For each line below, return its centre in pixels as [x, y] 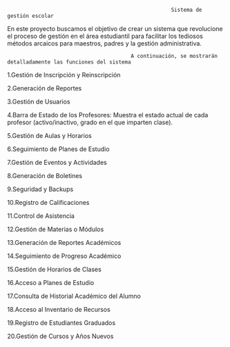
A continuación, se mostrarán [174, 56]
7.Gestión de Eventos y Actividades [57, 162]
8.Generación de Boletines [45, 176]
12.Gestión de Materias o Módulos [56, 229]
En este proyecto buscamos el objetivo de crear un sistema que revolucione [115, 29]
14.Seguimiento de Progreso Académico [64, 256]
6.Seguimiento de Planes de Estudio [58, 149]
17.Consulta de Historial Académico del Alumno [74, 296]
